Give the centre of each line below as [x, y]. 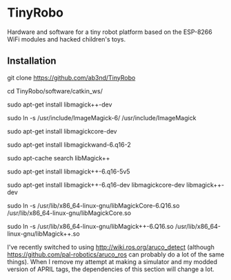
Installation [32, 61]
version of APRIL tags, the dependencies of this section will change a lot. [111, 269]
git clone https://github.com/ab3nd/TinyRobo [71, 77]
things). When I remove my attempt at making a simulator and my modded [112, 261]
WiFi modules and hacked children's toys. [67, 39]
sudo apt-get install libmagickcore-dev [62, 131]
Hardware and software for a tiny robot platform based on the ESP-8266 [110, 32]
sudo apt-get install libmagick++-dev [60, 104]
